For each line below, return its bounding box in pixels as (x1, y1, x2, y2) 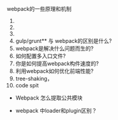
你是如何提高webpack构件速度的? (15, 60, 99, 67)
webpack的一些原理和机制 (7, 5, 72, 12)
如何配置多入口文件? (15, 52, 66, 59)
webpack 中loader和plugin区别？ (15, 107, 98, 114)
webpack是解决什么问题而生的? (15, 45, 94, 52)
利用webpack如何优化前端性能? (15, 68, 94, 74)
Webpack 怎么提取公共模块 (15, 94, 83, 101)
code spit (15, 82, 39, 89)
